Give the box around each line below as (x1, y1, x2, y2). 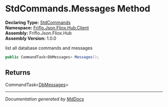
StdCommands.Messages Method (5, 3, 150, 14)
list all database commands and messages (5, 45, 93, 51)
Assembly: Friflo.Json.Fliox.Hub (5, 30, 72, 36)
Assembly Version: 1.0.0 (5, 35, 56, 41)
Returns (5, 68, 31, 77)
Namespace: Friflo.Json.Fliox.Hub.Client (5, 24, 89, 30)
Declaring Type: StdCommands (5, 19, 71, 25)
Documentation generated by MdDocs (5, 96, 84, 102)
